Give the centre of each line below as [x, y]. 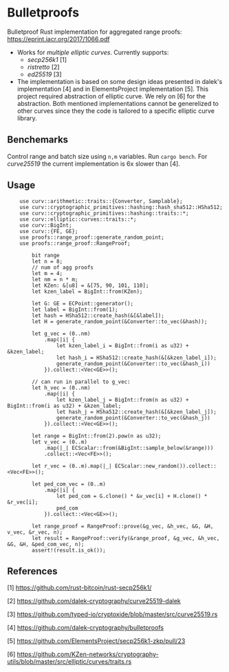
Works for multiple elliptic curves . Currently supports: [93, 52]
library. [27, 118]
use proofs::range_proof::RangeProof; [75, 243]
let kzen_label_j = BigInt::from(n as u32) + [122, 400]
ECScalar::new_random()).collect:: [165, 466]
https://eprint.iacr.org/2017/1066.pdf [58, 39]
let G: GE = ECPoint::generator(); [83, 303]
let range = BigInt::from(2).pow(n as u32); [97, 436]
